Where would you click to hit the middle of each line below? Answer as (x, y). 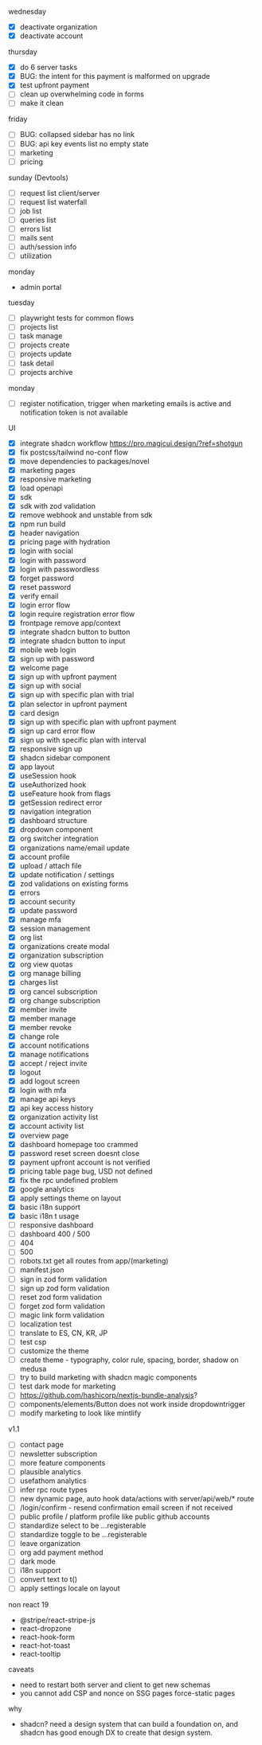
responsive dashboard (57, 1225)
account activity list (52, 1126)
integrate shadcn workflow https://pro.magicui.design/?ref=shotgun (131, 443)
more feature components (63, 1462)
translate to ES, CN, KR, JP (64, 1333)
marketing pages (47, 470)
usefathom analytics (53, 1481)
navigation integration (55, 812)
